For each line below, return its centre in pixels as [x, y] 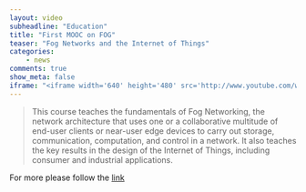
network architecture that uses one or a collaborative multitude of [155, 121]
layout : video [36, 18]
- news [38, 60]
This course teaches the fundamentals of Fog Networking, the [148, 111]
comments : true [38, 69]
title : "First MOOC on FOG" [63, 35]
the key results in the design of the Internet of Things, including [151, 150]
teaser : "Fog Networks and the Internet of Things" [109, 43]
